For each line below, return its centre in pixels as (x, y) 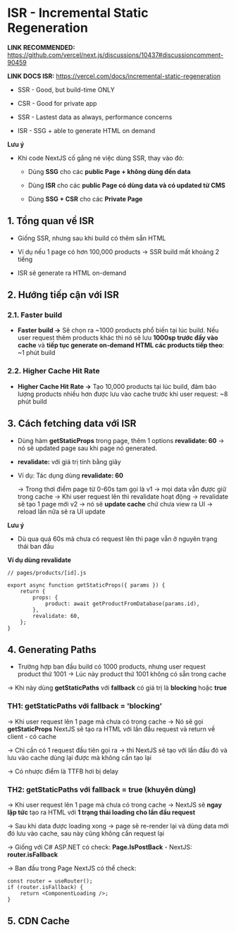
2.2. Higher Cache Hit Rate (54, 371)
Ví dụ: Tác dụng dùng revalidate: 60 (70, 475)
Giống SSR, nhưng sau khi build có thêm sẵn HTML (92, 238)
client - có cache (32, 736)
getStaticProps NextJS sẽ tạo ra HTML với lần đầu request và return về (111, 729)
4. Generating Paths (52, 650)
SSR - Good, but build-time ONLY (66, 89)
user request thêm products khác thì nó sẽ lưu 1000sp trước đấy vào (118, 338)
